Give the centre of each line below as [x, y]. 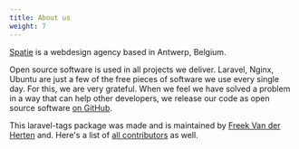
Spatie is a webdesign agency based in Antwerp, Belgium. [118, 51]
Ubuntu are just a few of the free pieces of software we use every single [144, 79]
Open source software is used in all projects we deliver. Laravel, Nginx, [142, 70]
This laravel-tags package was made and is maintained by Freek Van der [145, 125]
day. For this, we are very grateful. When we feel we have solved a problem [150, 88]
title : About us [40, 18]
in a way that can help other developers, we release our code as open [140, 98]
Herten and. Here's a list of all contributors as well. [104, 135]
